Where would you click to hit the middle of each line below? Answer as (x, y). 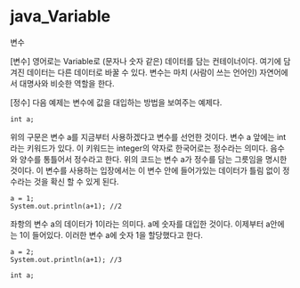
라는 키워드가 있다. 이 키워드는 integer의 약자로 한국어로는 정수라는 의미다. (139, 148)
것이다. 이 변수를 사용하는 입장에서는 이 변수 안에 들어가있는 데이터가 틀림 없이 (146, 170)
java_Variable (61, 16)
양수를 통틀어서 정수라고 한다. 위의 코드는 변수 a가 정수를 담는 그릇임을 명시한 (153, 159)
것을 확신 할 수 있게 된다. (76, 181)
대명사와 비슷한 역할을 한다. (67, 83)
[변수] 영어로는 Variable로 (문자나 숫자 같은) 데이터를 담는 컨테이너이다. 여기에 (146, 61)
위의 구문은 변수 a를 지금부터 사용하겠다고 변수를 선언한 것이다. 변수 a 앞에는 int (148, 136)
